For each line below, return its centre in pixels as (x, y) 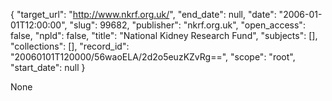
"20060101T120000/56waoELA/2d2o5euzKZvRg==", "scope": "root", (153, 57)
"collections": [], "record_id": (70, 46)
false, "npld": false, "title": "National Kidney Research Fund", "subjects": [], (164, 35)
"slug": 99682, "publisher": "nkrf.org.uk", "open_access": (187, 25)
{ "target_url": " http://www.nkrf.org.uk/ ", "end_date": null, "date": (143, 14)
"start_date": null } (48, 67)
